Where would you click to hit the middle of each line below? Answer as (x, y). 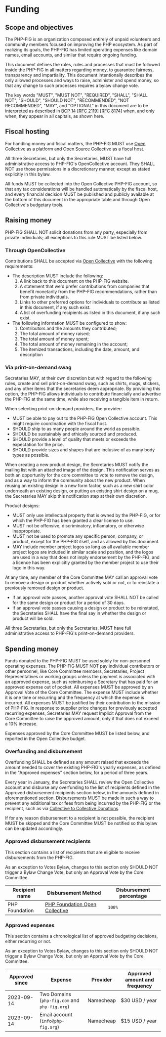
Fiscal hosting (27, 132)
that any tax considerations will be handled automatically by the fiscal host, (82, 189)
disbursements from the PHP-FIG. (40, 857)
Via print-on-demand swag (38, 367)
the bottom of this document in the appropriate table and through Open (78, 199)
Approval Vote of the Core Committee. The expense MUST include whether (82, 692)
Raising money (28, 220)
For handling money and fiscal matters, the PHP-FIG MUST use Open (75, 143)
